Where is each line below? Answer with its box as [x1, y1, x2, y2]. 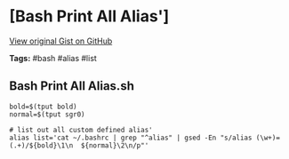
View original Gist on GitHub [9, 36, 113, 46]
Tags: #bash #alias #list [9, 52, 98, 63]
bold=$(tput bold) [9, 102, 77, 111]
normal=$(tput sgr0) [9, 109, 86, 119]
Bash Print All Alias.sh [9, 78, 135, 94]
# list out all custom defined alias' [9, 125, 153, 134]
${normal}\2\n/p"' [80, 140, 149, 150]
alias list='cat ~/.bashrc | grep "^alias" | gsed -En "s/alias [9, 133, 253, 142]
